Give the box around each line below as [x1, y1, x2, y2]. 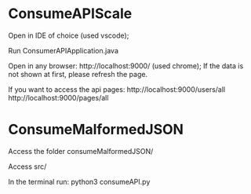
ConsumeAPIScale [8, 5, 133, 23]
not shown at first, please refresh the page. [8, 69, 147, 79]
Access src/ [8, 162, 47, 171]
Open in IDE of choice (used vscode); [8, 31, 129, 40]
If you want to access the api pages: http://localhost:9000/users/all [8, 84, 226, 94]
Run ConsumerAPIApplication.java [8, 46, 119, 55]
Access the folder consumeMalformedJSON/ [8, 146, 154, 156]
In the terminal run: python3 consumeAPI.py [8, 177, 151, 186]
